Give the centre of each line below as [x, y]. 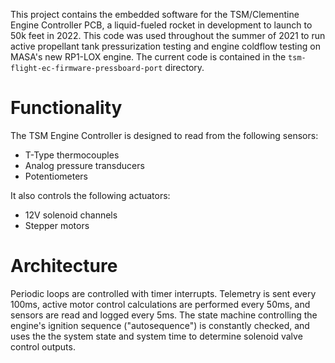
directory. [184, 67]
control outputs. [43, 346]
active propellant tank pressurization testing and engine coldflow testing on [165, 46]
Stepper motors [57, 225]
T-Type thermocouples [72, 155]
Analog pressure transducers [84, 165]
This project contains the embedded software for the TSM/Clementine [155, 14]
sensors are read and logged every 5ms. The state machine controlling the [164, 315]
